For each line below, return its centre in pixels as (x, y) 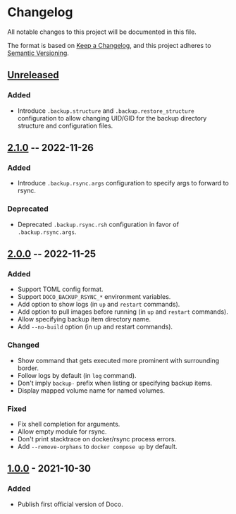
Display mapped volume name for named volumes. (91, 390)
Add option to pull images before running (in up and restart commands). (123, 312)
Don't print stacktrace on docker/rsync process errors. (97, 439)
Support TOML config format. (60, 289)
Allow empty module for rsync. (62, 432)
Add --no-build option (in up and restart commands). (95, 327)
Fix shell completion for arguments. (69, 424)
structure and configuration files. (65, 126)
